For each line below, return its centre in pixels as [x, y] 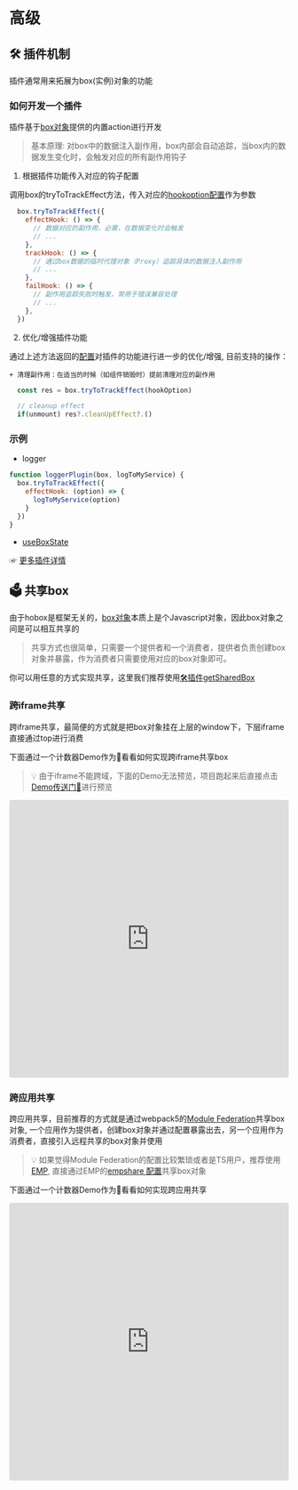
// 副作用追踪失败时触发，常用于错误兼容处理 [105, 294]
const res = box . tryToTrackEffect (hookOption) [105, 390]
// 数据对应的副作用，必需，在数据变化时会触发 [108, 228]
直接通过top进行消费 [47, 738]
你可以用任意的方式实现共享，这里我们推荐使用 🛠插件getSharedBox [132, 677]
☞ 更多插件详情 [38, 560]
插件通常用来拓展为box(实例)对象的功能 [81, 80]
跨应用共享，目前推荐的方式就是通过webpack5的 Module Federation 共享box [147, 1118]
